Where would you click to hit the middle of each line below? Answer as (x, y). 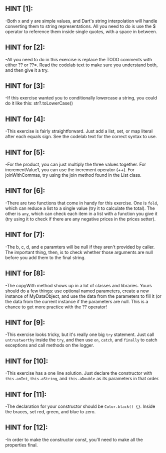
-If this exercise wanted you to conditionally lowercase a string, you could (81, 98)
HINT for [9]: (25, 322)
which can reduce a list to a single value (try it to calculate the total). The (80, 208)
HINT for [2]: (25, 47)
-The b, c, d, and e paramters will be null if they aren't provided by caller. (80, 247)
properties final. (21, 445)
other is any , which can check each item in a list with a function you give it (81, 213)
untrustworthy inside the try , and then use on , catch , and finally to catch (81, 340)
